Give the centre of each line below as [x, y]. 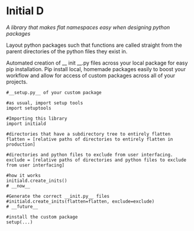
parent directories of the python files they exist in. [67, 51]
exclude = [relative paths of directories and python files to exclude [96, 160]
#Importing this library [37, 118]
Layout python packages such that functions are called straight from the [94, 45]
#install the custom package [42, 217]
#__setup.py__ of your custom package [54, 92]
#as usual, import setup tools [45, 103]
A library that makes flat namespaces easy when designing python [88, 27]
